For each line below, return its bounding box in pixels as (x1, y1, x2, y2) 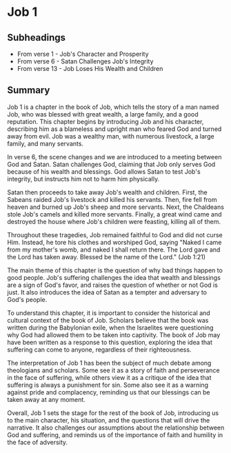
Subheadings (7, 32, 66, 43)
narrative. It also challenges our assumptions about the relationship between (7, 423, 225, 432)
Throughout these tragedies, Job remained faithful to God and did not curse (7, 230, 223, 239)
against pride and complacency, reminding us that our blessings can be (7, 387, 210, 396)
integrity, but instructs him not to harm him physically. (7, 174, 160, 183)
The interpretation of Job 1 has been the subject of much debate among (7, 359, 212, 367)
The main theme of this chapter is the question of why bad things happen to (7, 266, 223, 274)
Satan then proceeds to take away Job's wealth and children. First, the (7, 188, 208, 197)
